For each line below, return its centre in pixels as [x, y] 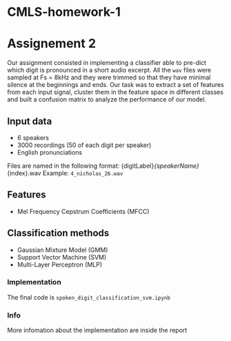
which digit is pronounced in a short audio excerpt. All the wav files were [109, 70]
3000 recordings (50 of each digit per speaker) [84, 145]
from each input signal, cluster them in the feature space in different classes [115, 92]
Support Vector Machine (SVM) [62, 257]
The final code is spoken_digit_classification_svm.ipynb [89, 297]
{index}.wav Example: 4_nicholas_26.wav [65, 173]
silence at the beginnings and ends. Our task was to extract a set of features [115, 85]
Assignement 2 [52, 44]
